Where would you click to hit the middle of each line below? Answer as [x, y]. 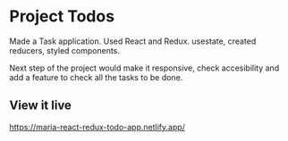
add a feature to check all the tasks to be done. [96, 77]
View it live [40, 106]
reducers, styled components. [65, 50]
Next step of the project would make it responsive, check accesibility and [144, 68]
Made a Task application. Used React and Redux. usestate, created [133, 41]
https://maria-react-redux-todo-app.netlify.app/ [97, 127]
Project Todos [62, 17]
